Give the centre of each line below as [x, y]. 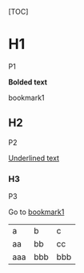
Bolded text [28, 82]
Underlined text [34, 158]
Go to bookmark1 [36, 212]
